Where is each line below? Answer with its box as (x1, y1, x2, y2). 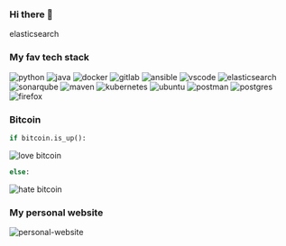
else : (9, 167, 30, 177)
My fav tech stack (9, 51, 90, 64)
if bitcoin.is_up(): (9, 133, 88, 142)
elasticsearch (9, 29, 60, 40)
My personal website (9, 206, 104, 219)
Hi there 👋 (9, 8, 54, 21)
